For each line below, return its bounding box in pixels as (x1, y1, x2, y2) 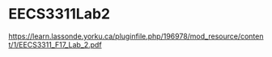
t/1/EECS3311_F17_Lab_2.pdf (8, 39, 103, 49)
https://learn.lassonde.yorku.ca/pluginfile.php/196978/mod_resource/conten (8, 31, 264, 41)
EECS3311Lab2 (8, 5, 111, 23)
